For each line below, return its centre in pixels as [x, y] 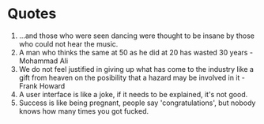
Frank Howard [42, 86]
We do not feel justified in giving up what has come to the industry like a [136, 69]
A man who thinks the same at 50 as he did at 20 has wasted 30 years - [136, 52]
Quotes [32, 14]
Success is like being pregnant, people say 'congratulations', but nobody [137, 103]
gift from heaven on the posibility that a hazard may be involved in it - [132, 77]
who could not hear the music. [68, 43]
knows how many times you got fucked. [84, 111]
